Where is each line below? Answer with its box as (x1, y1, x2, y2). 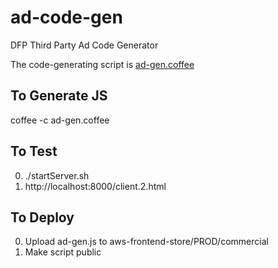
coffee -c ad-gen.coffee (10, 114, 110, 126)
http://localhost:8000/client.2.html (24, 180, 167, 192)
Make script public (24, 246, 102, 258)
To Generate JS (10, 87, 108, 105)
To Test (10, 143, 58, 160)
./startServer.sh (24, 169, 90, 181)
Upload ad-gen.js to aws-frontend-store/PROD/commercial (24, 236, 269, 248)
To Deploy (10, 209, 75, 226)
